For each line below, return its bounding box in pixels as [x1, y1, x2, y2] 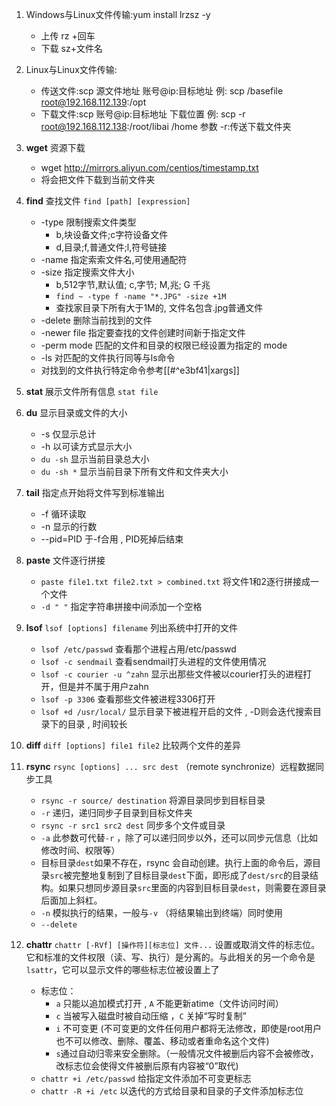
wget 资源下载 [25, 142, 86, 153]
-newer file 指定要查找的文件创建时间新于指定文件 [40, 327, 246, 338]
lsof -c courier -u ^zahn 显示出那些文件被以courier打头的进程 [40, 668, 304, 680]
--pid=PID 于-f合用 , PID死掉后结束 [40, 533, 184, 545]
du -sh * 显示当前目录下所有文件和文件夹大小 [40, 466, 229, 477]
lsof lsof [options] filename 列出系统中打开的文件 [25, 622, 239, 633]
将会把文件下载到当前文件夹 [40, 174, 156, 185]
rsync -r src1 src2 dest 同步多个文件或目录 [40, 819, 226, 831]
